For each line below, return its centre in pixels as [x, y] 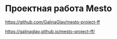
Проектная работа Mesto [58, 9]
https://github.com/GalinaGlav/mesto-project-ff [52, 22]
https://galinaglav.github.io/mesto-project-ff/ [50, 31]
